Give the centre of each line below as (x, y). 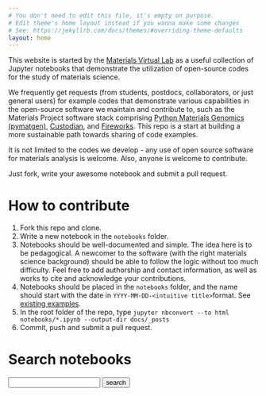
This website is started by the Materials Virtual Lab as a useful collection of (131, 60)
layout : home (30, 38)
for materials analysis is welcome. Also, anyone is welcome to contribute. (128, 159)
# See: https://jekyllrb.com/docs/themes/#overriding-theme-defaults (126, 30)
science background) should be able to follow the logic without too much (139, 262)
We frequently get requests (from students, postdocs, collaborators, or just (131, 93)
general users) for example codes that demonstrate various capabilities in (129, 101)
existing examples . (50, 304)
